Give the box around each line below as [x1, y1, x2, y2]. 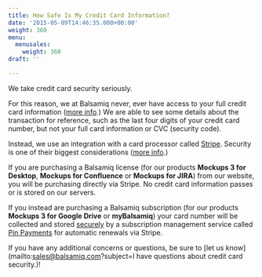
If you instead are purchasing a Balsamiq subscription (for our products [8, 202, 239, 212]
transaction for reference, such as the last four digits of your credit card [8, 115, 240, 125]
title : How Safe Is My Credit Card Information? [8, 11, 170, 20]
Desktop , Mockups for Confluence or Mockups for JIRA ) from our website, [8, 170, 255, 180]
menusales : [15, 41, 51, 49]
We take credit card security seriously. [8, 83, 133, 93]
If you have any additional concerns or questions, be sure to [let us [8, 242, 224, 252]
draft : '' [8, 56, 41, 64]
